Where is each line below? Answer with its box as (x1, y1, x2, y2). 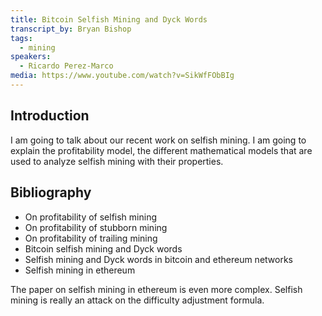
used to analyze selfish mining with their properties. (10, 155, 224, 167)
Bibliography (10, 184, 92, 201)
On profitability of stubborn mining (24, 221, 168, 233)
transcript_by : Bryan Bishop (10, 24, 132, 34)
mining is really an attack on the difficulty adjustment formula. (10, 294, 265, 306)
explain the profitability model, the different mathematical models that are (10, 144, 313, 156)
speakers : (10, 52, 52, 62)
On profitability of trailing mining (24, 232, 158, 244)
